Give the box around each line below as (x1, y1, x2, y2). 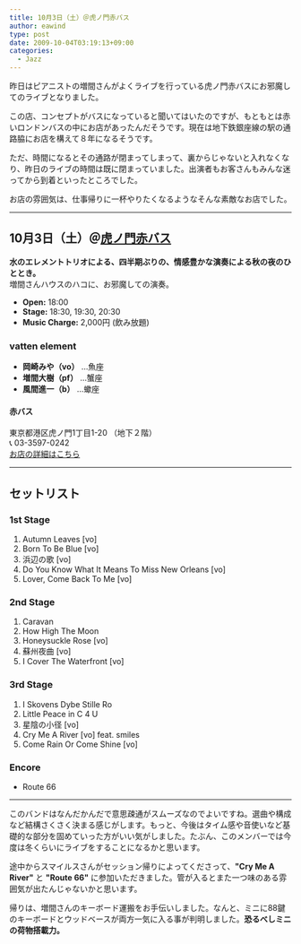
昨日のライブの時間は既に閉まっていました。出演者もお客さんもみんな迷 (24, 163, 291, 174)
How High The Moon (21, 626, 99, 637)
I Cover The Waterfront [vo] (21, 656, 125, 667)
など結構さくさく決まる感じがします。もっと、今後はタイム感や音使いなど (9, 819, 283, 830)
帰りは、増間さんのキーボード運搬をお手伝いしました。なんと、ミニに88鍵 (9, 902, 286, 913)
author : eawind (9, 22, 66, 30)
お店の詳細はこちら (9, 449, 81, 460)
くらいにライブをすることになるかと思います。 (32, 842, 205, 853)
